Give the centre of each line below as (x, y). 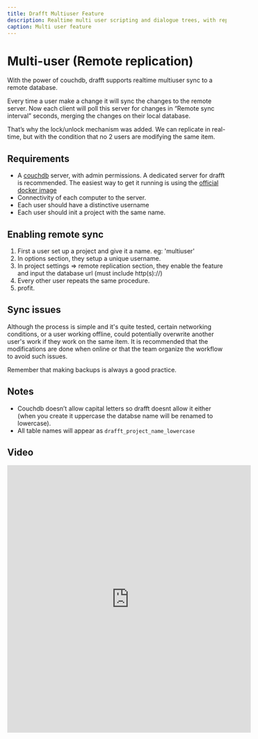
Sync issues (34, 310)
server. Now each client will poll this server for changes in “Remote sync (111, 109)
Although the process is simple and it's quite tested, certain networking (110, 326)
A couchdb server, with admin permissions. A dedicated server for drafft (121, 175)
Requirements (38, 158)
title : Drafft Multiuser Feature (56, 14)
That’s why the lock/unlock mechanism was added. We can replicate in (109, 129)
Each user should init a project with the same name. (91, 212)
